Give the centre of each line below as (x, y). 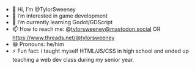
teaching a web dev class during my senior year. (73, 60)
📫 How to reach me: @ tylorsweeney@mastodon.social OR (86, 29)
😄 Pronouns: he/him (38, 44)
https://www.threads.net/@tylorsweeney (63, 38)
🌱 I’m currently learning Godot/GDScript (62, 22)
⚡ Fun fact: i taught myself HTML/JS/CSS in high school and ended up (101, 51)
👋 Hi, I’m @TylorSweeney (44, 9)
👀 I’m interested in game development (60, 16)
